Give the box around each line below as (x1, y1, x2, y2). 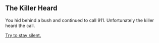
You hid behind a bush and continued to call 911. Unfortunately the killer (5, 17, 154, 23)
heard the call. (5, 22, 35, 28)
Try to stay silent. (5, 32, 41, 38)
